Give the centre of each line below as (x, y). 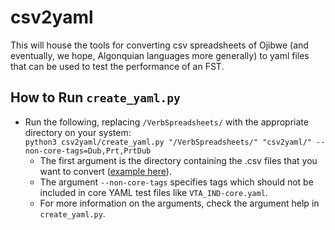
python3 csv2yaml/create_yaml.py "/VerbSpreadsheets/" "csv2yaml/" (168, 142)
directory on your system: (78, 132)
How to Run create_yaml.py (95, 97)
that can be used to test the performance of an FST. (117, 66)
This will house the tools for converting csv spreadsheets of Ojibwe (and (159, 45)
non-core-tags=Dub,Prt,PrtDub (88, 151)
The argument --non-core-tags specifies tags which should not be (176, 182)
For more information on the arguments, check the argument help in (179, 203)
